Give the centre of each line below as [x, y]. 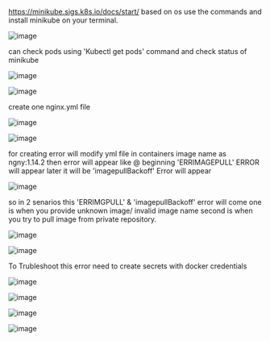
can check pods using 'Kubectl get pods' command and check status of [128, 51]
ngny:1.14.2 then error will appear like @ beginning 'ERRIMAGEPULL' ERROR [134, 162]
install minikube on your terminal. [63, 20]
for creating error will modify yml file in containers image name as [118, 154]
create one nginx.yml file [50, 107]
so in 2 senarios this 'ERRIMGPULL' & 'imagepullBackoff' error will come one [135, 202]
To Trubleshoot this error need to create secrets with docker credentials [128, 266]
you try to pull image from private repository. [83, 219]
